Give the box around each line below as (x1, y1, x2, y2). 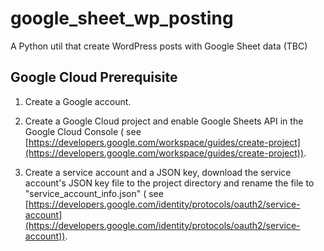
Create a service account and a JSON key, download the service (24, 166, 292, 178)
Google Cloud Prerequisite (10, 69, 178, 86)
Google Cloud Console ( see (24, 125, 142, 137)
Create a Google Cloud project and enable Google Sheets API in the (24, 115, 304, 127)
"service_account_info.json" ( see (24, 187, 164, 199)
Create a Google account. (24, 95, 132, 107)
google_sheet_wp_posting (10, 7, 234, 30)
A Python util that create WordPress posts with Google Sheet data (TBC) (10, 40, 308, 52)
